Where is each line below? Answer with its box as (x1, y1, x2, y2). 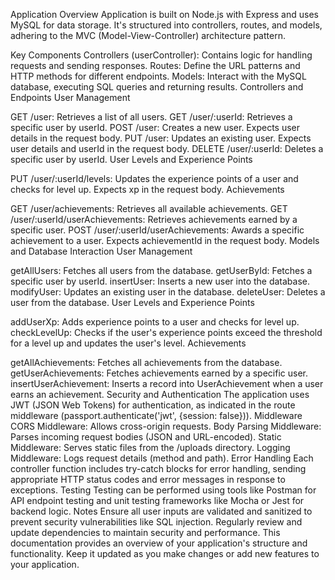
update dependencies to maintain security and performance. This (10, 527, 281, 538)
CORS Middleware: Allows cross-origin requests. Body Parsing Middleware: (10, 420, 322, 432)
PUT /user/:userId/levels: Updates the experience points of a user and (10, 173, 299, 184)
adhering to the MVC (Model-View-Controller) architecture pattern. (10, 30, 286, 41)
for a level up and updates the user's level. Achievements (10, 337, 247, 349)
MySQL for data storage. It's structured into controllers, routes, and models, (10, 19, 323, 31)
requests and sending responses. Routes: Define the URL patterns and (10, 60, 301, 71)
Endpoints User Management (10, 92, 131, 103)
